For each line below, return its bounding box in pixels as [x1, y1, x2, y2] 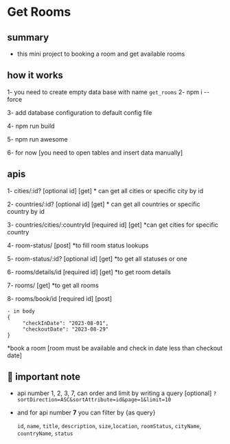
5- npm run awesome [7, 135, 68, 143]
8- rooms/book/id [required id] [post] [7, 294, 112, 302]
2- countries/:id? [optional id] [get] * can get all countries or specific [7, 200, 200, 208]
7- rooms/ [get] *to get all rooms [7, 281, 100, 289]
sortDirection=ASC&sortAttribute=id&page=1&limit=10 [16, 397, 172, 403]
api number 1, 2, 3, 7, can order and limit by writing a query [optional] [16, 389, 212, 397]
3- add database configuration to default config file [7, 108, 152, 117]
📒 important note [7, 371, 81, 383]
